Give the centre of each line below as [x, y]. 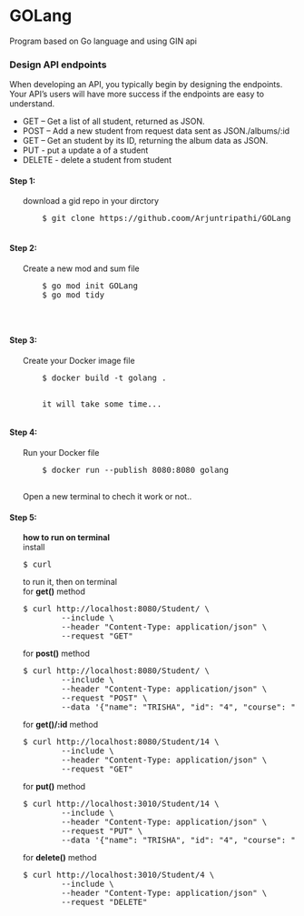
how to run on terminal [66, 538]
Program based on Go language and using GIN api [103, 41]
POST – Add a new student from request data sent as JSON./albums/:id [156, 131]
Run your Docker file [61, 453]
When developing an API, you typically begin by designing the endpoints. [146, 85]
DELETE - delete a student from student [97, 160]
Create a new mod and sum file [81, 268]
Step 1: [23, 181]
